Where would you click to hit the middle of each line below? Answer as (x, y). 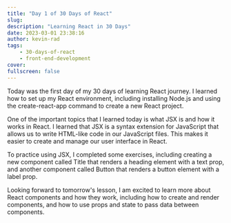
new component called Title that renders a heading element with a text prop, (116, 162)
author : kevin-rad (33, 39)
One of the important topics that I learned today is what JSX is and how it (111, 119)
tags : (15, 46)
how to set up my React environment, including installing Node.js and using (114, 98)
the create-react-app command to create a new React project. (96, 106)
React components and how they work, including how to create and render (113, 197)
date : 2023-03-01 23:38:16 (46, 33)
